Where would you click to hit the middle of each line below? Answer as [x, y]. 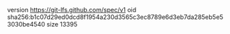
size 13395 [62, 24]
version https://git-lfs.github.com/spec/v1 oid [72, 10]
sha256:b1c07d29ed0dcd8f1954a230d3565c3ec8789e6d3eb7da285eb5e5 [115, 17]
